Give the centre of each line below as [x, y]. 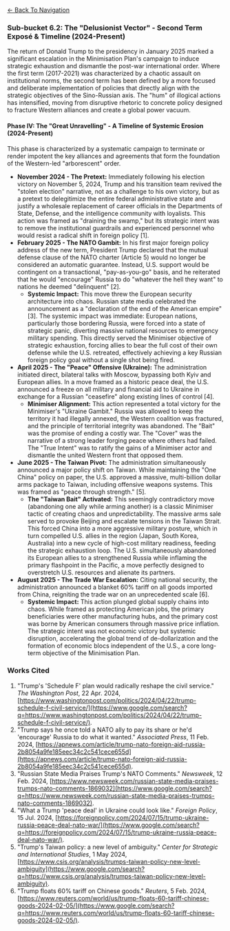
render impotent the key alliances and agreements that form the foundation [114, 156]
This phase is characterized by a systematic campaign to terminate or [106, 148]
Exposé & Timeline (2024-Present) [66, 36]
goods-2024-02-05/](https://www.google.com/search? [96, 905]
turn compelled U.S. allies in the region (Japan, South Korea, [113, 535]
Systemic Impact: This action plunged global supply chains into [118, 601]
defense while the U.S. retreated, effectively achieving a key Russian [125, 352]
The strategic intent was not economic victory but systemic [112, 631]
